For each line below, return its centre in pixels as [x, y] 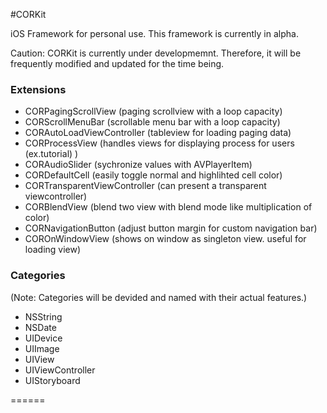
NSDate [40, 327]
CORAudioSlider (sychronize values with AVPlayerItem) [138, 165]
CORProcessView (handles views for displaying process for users [159, 143]
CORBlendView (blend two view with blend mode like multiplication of [168, 207]
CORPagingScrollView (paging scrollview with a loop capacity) [153, 111]
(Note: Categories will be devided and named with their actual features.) [159, 297]
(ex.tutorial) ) [51, 154]
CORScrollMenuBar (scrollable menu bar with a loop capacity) [152, 122]
